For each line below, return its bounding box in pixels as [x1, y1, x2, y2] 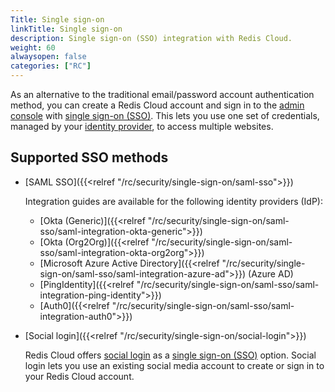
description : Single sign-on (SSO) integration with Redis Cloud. [10, 33, 293, 43]
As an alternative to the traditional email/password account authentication [10, 89, 315, 100]
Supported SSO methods [10, 149, 169, 166]
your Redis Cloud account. [24, 370, 135, 382]
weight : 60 [10, 42, 56, 53]
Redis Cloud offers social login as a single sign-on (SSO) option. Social [24, 349, 317, 361]
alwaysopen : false [10, 52, 87, 62]
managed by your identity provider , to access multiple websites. [10, 121, 274, 132]
